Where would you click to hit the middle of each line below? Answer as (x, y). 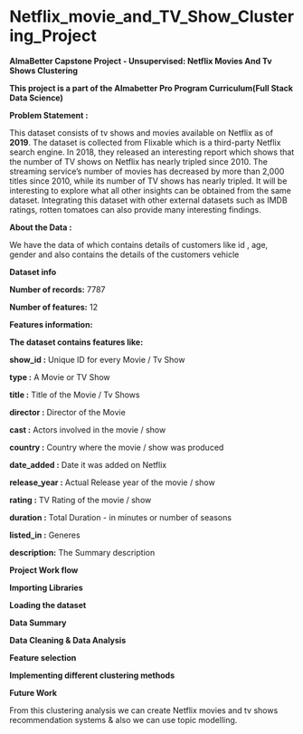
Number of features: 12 (53, 307)
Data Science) (36, 98)
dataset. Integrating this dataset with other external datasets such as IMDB (148, 200)
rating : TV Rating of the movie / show (80, 500)
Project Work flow (44, 570)
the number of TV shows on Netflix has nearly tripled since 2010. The (139, 161)
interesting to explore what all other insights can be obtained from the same (150, 190)
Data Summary (38, 623)
